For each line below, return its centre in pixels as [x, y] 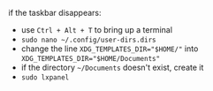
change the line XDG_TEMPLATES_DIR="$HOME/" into [110, 49]
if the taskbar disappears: [55, 13]
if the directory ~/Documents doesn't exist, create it [112, 67]
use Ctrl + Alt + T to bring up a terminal [97, 30]
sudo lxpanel [45, 78]
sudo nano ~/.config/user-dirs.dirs [88, 40]
